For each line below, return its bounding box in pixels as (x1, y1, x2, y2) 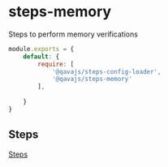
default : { (23, 52, 60, 61)
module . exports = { (8, 45, 75, 53)
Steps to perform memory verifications (8, 29, 138, 39)
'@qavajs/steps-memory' (51, 75, 132, 83)
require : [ (37, 60, 75, 68)
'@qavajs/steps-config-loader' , (51, 67, 162, 75)
